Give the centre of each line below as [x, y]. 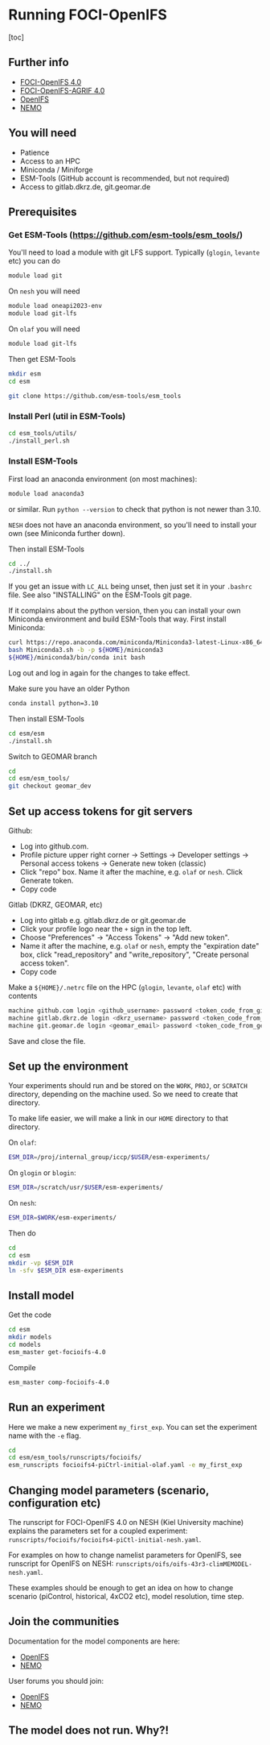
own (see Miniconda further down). [67, 533]
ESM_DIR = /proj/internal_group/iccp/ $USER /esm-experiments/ [109, 1157]
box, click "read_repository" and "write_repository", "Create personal [134, 955]
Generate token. [47, 881]
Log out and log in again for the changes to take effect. [99, 673]
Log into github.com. [54, 846]
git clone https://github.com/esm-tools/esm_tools [95, 396]
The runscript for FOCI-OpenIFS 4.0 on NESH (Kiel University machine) [126, 1523]
